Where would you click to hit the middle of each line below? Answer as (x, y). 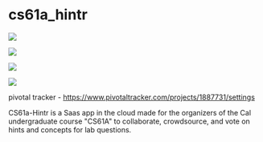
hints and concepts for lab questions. (70, 129)
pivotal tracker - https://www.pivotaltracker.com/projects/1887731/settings (132, 97)
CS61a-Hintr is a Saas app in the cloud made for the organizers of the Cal (130, 112)
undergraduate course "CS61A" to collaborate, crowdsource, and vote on (129, 121)
